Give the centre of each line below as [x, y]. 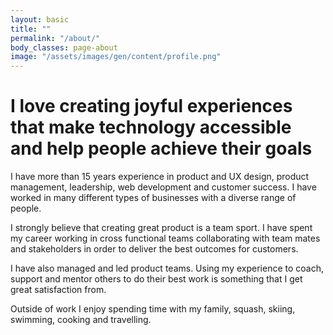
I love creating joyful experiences [151, 106]
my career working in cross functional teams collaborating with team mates [165, 238]
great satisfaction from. [58, 290]
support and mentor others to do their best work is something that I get [156, 279]
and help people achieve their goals [161, 148]
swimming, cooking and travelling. [81, 320]
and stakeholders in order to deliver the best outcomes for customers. [154, 249]
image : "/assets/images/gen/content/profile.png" [116, 57]
